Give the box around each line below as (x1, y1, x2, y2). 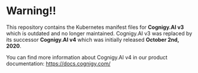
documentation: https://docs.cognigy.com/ (6, 60, 111, 67)
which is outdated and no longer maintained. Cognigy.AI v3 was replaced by (6, 29, 193, 36)
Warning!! (6, 4, 56, 18)
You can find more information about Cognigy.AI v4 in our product (6, 54, 168, 61)
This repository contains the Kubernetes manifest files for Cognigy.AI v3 (6, 24, 184, 31)
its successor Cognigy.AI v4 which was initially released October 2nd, (6, 36, 180, 43)
